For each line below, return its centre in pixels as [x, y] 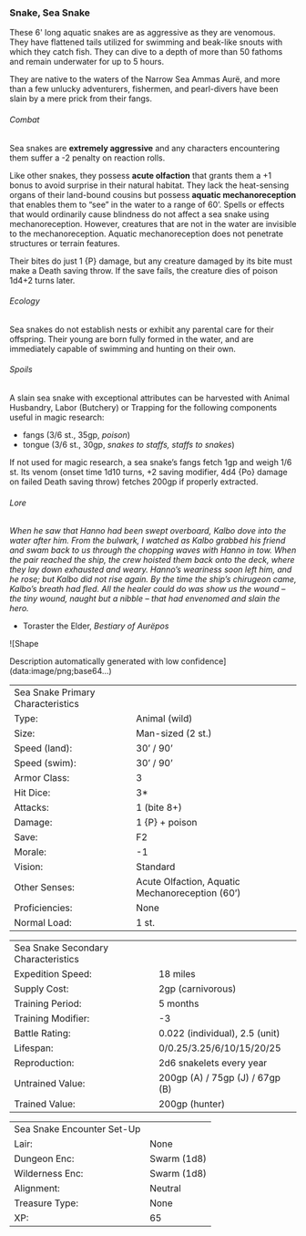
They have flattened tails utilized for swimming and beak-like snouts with [146, 42]
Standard [156, 867]
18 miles [177, 974]
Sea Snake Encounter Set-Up [77, 1129]
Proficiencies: [43, 908]
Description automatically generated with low [94, 661]
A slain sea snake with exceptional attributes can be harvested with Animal [149, 398]
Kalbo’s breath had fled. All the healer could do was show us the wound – [148, 589]
